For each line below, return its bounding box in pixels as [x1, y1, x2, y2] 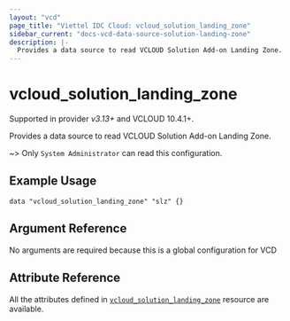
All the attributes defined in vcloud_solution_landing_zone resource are [9, 294, 270, 304]
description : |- [9, 37, 69, 47]
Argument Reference [9, 221, 127, 236]
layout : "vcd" [9, 12, 62, 22]
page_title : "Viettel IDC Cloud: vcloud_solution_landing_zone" [9, 21, 251, 30]
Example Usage [9, 174, 97, 189]
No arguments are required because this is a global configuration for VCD [9, 245, 277, 255]
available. [9, 303, 44, 314]
